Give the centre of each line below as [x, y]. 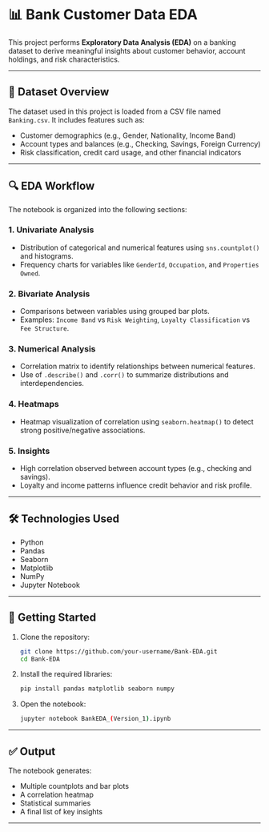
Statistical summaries [55, 803]
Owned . [30, 273]
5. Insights [29, 451]
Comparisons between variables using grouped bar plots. [114, 311]
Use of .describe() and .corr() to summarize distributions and [124, 375]
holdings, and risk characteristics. [64, 59]
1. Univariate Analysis [51, 230]
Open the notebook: [53, 704]
